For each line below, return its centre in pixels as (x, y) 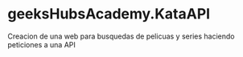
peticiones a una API (41, 44)
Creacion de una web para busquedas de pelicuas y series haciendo (121, 36)
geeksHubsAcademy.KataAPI (109, 14)
